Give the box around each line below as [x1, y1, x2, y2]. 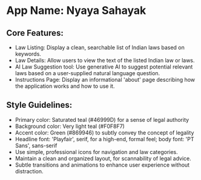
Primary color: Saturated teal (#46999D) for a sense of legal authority [15, 116, 189, 123]
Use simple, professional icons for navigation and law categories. [15, 148, 179, 155]
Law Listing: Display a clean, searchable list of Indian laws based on [15, 44, 185, 51]
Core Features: [6, 28, 64, 38]
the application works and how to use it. [15, 82, 115, 90]
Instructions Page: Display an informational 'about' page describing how [15, 76, 196, 83]
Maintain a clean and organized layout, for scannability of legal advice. [15, 155, 192, 162]
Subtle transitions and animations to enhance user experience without [15, 161, 189, 168]
